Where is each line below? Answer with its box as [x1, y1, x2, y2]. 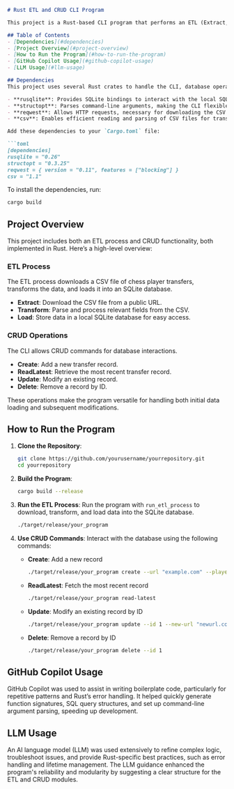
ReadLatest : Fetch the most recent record [27, 581, 148, 589]
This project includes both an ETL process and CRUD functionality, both [7, 237, 214, 246]
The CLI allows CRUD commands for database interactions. [7, 346, 178, 355]
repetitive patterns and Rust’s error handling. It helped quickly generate [7, 692, 212, 700]
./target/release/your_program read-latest [27, 594, 157, 601]
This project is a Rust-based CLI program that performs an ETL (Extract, [7, 19, 229, 26]
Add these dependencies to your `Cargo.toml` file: [7, 128, 160, 135]
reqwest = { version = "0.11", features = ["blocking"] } [7, 166, 179, 174]
